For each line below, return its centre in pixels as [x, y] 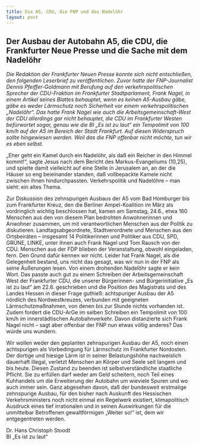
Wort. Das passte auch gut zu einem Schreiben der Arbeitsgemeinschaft [95, 275]
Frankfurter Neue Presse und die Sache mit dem [97, 50]
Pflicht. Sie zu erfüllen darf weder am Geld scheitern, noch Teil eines [90, 375]
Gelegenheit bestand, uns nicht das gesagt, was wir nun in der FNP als [93, 262]
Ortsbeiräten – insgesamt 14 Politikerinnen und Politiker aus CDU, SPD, [92, 236]
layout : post [22, 17]
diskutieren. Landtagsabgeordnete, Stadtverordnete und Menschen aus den [99, 230]
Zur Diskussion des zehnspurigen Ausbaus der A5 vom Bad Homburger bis [98, 199]
